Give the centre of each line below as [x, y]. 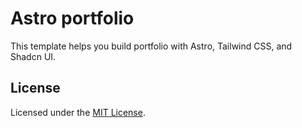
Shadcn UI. [33, 56]
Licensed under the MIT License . [78, 112]
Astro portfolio [72, 18]
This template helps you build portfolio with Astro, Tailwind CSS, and [151, 46]
